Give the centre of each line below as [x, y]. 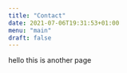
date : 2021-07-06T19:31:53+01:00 [64, 23]
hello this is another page [50, 60]
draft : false [30, 38]
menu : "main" [30, 30]
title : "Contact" [37, 15]
